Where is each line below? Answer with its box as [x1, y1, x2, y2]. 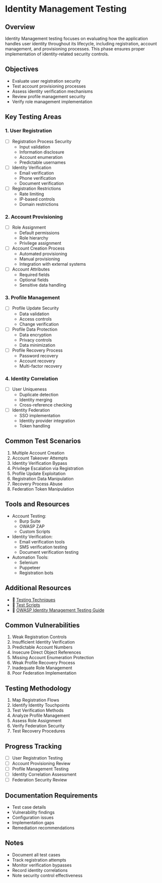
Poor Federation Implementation [12, 670, 77, 676]
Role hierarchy [19, 235, 49, 241]
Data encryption [19, 332, 52, 338]
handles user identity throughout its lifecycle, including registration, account [5, 41, 157, 47]
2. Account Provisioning [5, 213, 63, 220]
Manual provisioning [19, 256, 60, 262]
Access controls [19, 316, 52, 322]
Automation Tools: [12, 554, 49, 560]
